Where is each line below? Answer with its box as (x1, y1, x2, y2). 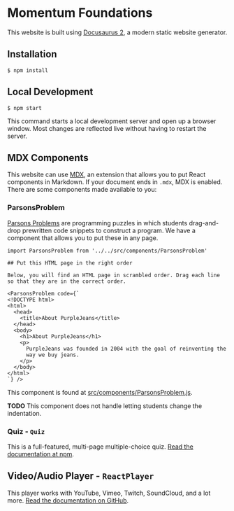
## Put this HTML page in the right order (7, 259, 133, 267)
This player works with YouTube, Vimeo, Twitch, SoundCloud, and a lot (7, 489, 211, 497)
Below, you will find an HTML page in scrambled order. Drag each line (7, 272, 220, 279)
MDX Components (7, 152, 89, 164)
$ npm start (7, 104, 42, 111)
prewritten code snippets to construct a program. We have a (22, 226, 196, 234)
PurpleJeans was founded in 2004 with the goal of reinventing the (25, 345, 227, 352)
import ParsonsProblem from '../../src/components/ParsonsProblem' (7, 247, 208, 254)
